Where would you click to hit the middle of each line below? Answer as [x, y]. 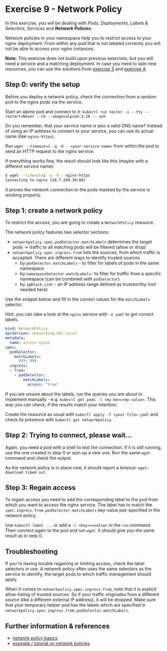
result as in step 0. [24, 536]
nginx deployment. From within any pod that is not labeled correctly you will [83, 43]
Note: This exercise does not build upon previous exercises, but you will [79, 58]
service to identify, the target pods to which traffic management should [78, 574]
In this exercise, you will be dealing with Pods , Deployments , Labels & [77, 23]
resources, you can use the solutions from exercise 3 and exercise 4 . [76, 69]
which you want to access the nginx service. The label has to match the [79, 505]
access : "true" [43, 384]
